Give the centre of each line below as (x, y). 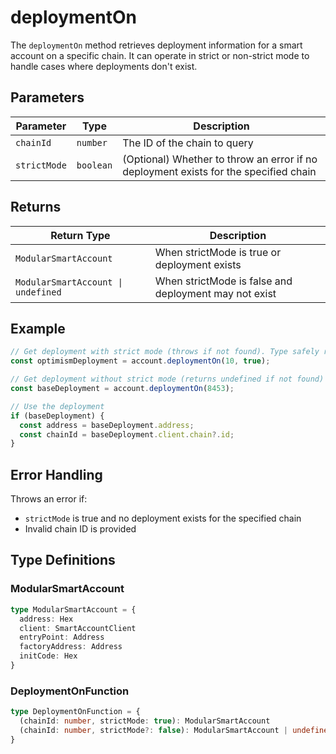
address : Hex (46, 619)
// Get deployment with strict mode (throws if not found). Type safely (165, 352)
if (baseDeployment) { (57, 416)
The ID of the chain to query (188, 143)
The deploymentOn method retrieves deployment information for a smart (156, 45)
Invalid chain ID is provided (80, 529)
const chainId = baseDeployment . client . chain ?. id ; (127, 434)
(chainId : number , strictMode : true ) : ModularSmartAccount (145, 721)
